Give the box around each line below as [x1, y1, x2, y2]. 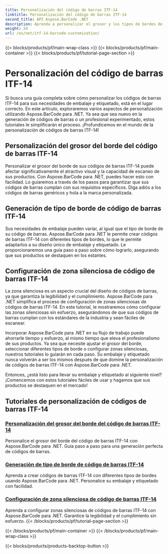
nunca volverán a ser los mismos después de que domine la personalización [5, 357, 163, 363]
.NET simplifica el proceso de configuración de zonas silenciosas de [5, 299, 146, 305]
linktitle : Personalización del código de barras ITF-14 [5, 12, 127, 17]
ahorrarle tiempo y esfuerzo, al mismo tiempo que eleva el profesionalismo [5, 335, 160, 341]
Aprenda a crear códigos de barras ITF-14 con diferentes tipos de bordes [5, 472, 157, 478]
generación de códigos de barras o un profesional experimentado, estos [5, 116, 155, 122]
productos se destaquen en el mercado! [5, 382, 88, 388]
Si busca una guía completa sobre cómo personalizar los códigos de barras [5, 95, 161, 101]
